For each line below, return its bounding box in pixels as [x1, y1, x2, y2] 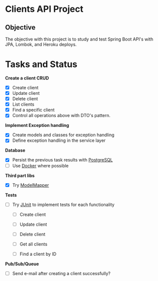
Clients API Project [5, 3, 83, 15]
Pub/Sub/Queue [5, 261, 39, 267]
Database [5, 147, 26, 154]
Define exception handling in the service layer [12, 137, 106, 144]
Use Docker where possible [12, 162, 69, 168]
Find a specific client [12, 107, 55, 113]
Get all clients [19, 241, 48, 247]
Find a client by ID [19, 251, 57, 257]
